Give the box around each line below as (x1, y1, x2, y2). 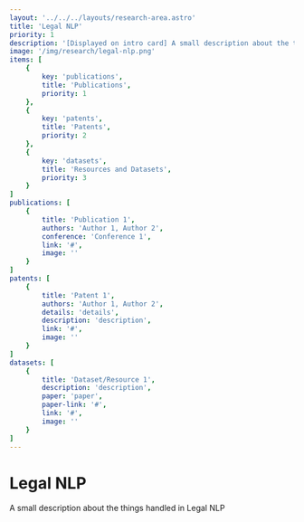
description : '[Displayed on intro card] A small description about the (9, 38, 290, 48)
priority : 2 (42, 131, 88, 140)
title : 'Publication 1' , (42, 214, 136, 224)
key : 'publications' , (42, 72, 124, 81)
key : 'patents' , (42, 114, 103, 123)
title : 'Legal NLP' (9, 22, 83, 31)
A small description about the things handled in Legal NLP (9, 503, 225, 514)
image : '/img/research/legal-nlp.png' (9, 47, 156, 56)
